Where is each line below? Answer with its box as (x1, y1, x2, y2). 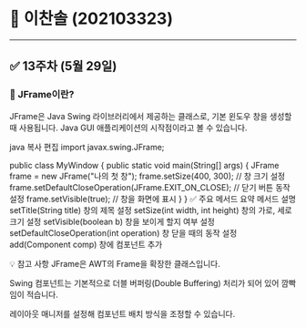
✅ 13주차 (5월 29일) (9, 58, 117, 74)
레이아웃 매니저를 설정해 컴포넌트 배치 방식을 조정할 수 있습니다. (9, 308, 236, 319)
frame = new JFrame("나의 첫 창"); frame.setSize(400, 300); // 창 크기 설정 (9, 170, 285, 181)
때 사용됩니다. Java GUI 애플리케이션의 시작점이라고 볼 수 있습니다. (9, 122, 248, 133)
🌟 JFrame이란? (9, 88, 75, 101)
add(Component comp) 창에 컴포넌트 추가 (9, 239, 163, 250)
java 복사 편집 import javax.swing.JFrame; (9, 141, 165, 152)
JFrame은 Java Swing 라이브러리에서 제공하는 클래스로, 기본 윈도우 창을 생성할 (9, 110, 292, 121)
